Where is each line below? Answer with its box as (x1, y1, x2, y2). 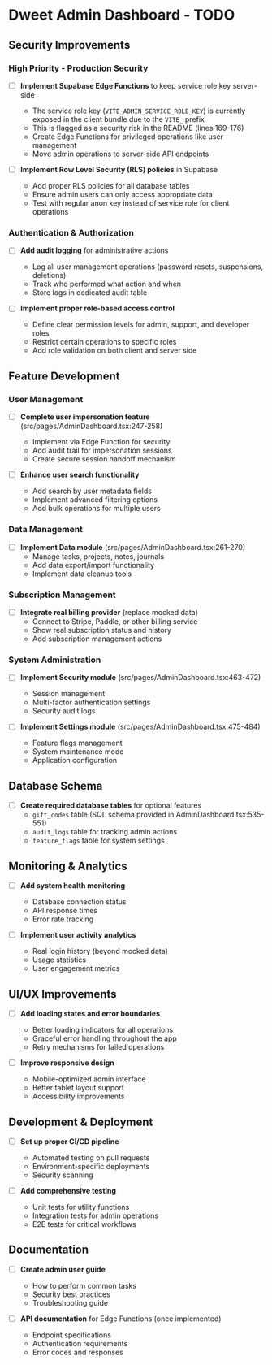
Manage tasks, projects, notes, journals (32, 551, 165, 561)
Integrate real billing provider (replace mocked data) (19, 607, 199, 617)
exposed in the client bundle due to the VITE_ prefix (32, 114, 205, 123)
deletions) (32, 271, 67, 280)
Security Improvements (8, 38, 131, 52)
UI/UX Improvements (8, 987, 117, 1001)
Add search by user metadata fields (32, 486, 153, 496)
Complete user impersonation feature (19, 412, 150, 422)
